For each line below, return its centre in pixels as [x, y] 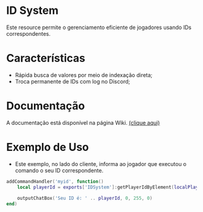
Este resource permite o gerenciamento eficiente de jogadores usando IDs [99, 27]
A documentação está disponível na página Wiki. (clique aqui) [83, 122]
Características [46, 58]
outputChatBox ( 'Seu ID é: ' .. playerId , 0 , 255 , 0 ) [85, 198]
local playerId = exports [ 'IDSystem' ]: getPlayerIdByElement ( [95, 187]
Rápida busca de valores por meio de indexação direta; [84, 75]
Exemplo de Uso [48, 147]
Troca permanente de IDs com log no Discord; [72, 81]
